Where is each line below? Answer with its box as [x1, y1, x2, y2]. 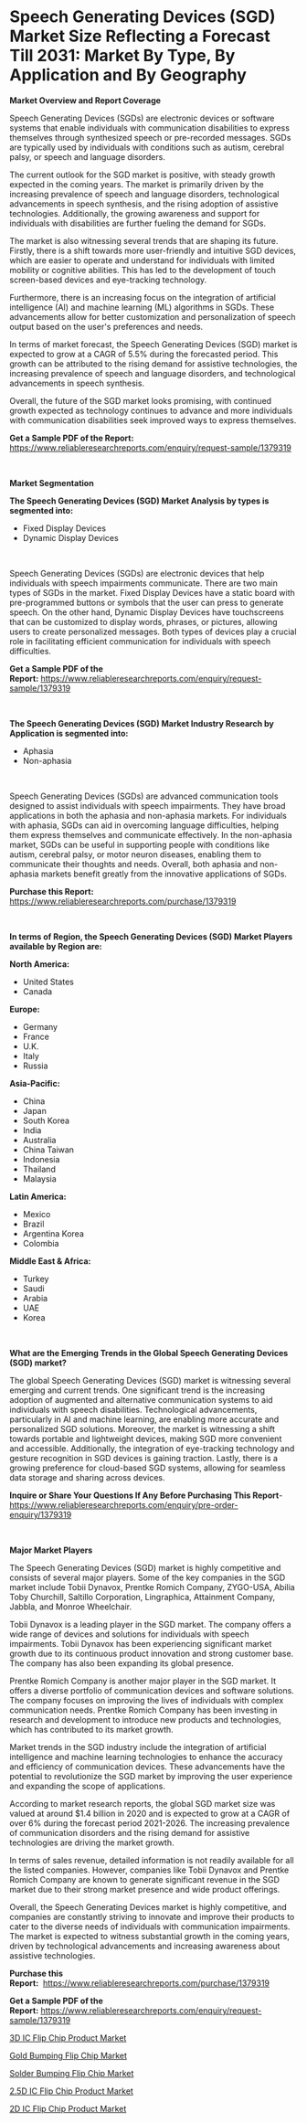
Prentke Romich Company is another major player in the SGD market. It [9, 1675, 277, 1686]
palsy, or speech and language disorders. [9, 151, 166, 162]
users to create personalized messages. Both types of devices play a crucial [9, 626, 297, 637]
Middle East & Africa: [9, 1255, 91, 1267]
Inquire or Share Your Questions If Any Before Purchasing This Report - [9, 1490, 283, 1501]
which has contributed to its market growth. [9, 1724, 174, 1735]
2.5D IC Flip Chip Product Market [9, 2086, 134, 2096]
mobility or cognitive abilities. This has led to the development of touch [9, 264, 277, 275]
